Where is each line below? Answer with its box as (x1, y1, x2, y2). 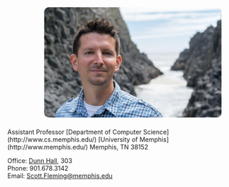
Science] (143, 127, 169, 136)
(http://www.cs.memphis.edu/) (7, 135, 97, 144)
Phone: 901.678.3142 (7, 164, 69, 172)
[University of (98, 135, 138, 144)
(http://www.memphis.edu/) (7, 142, 89, 151)
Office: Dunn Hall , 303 (7, 156, 73, 165)
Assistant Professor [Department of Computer (7, 127, 142, 136)
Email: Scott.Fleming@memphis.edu (7, 171, 113, 180)
